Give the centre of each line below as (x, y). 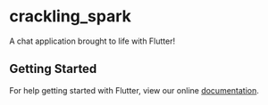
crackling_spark (71, 16)
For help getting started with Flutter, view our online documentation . (134, 90)
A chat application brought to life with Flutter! (92, 41)
